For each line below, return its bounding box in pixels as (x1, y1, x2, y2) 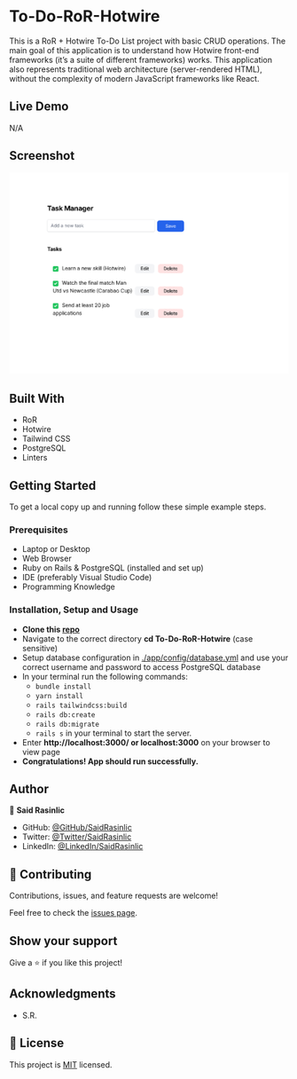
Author (9, 781, 49, 796)
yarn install (35, 691, 84, 700)
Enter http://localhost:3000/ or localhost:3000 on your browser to (21, 736, 270, 747)
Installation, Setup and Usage (9, 603, 139, 616)
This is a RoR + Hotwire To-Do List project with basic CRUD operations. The (9, 35, 286, 46)
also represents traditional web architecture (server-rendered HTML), (9, 64, 263, 75)
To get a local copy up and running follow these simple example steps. (9, 501, 267, 512)
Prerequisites (9, 524, 68, 536)
